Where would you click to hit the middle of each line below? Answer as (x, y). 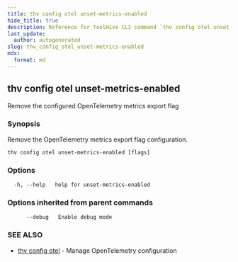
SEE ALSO (25, 235)
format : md (30, 60)
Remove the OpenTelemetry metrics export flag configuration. (98, 139)
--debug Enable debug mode (69, 217)
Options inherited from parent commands (80, 203)
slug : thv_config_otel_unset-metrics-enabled (75, 47)
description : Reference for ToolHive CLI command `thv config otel (109, 27)
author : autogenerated (47, 40)
